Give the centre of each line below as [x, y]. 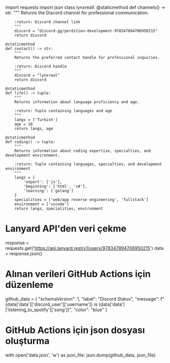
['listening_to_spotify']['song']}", [39, 310]
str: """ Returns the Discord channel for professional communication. [77, 13]
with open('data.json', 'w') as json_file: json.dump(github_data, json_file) [80, 355]
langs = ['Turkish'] [36, 120]
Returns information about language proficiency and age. [77, 102]
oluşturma [27, 341]
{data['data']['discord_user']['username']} [49, 304]
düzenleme [29, 285]
